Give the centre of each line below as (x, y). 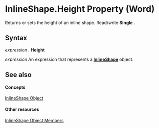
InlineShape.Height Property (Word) (80, 9)
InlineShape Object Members (34, 120)
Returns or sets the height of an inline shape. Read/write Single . (70, 23)
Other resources (22, 109)
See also (18, 75)
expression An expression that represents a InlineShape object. (69, 59)
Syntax (16, 38)
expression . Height (25, 50)
